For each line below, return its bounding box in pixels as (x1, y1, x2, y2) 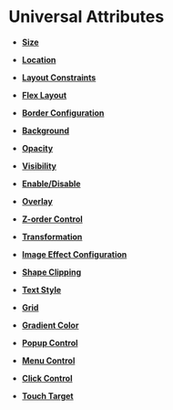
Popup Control (21, 337, 78, 348)
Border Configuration (21, 107, 105, 118)
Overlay (21, 195, 54, 206)
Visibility (21, 160, 56, 171)
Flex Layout (21, 89, 67, 100)
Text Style (21, 284, 62, 295)
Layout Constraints (21, 71, 97, 83)
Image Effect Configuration (21, 248, 127, 259)
